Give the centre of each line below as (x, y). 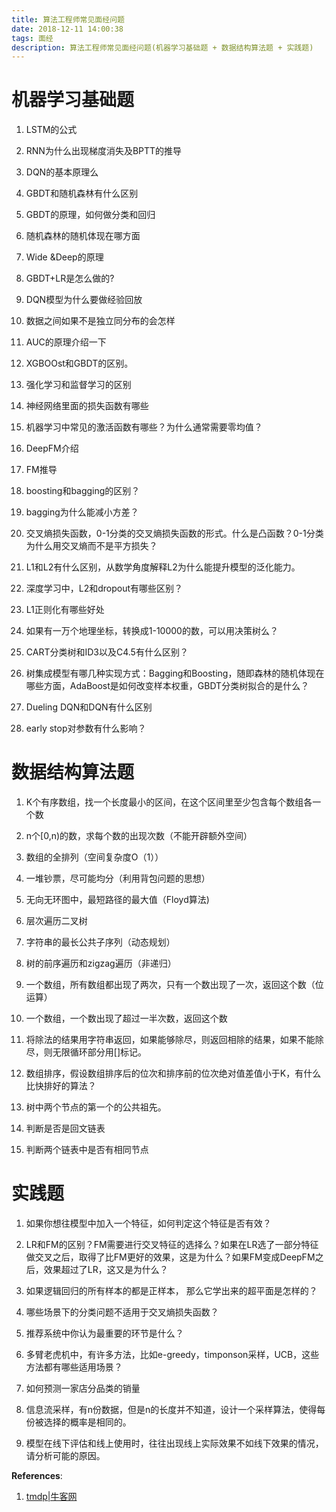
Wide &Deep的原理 (64, 257)
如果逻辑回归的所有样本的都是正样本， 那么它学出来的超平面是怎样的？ (171, 1291)
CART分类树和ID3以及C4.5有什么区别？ (107, 652)
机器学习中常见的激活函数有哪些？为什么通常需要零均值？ (144, 427)
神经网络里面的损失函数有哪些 (87, 406)
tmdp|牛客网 (51, 1497)
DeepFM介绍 (52, 448)
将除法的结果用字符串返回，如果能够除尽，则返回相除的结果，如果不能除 (174, 1040)
